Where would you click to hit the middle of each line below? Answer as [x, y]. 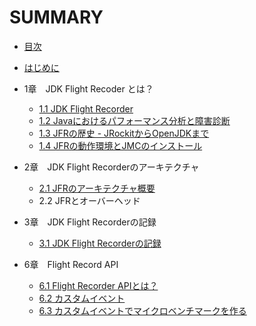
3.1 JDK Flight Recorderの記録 [100, 243]
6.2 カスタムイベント [82, 298]
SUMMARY [56, 17]
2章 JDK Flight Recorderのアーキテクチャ [111, 167]
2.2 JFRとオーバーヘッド [89, 200]
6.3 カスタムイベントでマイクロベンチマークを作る [142, 310]
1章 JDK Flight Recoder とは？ [88, 88]
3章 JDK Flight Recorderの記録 [90, 222]
